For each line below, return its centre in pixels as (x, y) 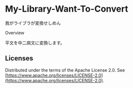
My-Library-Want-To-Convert (67, 9)
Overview (15, 33)
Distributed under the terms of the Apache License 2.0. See (65, 70)
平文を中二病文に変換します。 (35, 43)
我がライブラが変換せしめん (33, 23)
